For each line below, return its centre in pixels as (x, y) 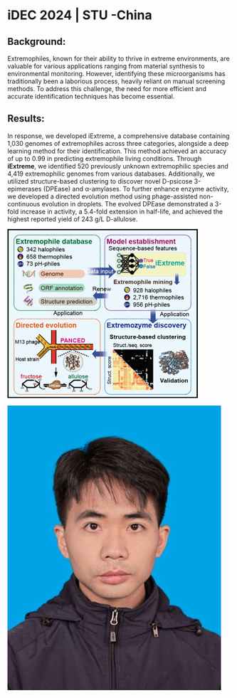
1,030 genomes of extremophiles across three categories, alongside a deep (118, 143)
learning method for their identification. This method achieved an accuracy (117, 151)
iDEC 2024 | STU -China (80, 15)
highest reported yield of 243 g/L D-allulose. (73, 219)
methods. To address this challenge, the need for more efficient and (107, 89)
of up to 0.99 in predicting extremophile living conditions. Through (105, 158)
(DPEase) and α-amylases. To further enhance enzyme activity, (136, 189)
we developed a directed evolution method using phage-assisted (102, 196)
